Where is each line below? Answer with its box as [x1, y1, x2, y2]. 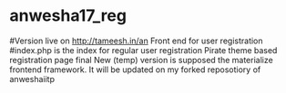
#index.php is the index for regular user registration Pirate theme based [9, 44, 278, 55]
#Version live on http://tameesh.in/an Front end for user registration [9, 35, 263, 46]
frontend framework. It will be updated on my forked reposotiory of [9, 64, 261, 75]
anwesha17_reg [9, 5, 128, 26]
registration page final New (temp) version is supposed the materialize [9, 54, 273, 65]
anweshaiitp [9, 73, 55, 84]
